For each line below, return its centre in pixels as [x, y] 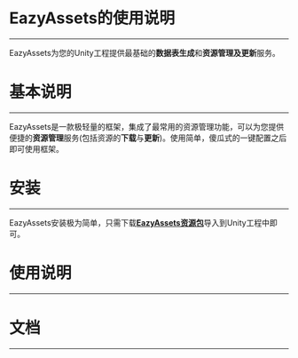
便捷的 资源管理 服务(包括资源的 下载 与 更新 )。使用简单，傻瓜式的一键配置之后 [148, 138]
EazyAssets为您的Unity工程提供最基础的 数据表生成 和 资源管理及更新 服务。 [145, 52]
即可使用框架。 [36, 148]
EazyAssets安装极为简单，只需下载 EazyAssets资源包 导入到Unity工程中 [140, 222]
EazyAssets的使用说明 [92, 18]
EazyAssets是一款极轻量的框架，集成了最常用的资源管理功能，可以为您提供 [147, 126]
